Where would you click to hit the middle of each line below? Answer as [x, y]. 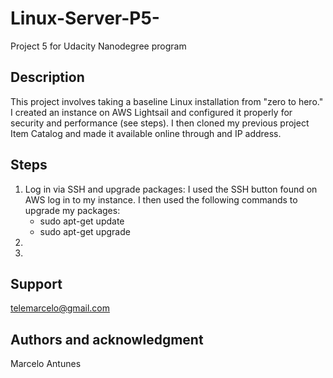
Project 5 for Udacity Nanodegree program [98, 46]
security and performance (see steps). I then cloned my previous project [160, 123]
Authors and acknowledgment [107, 339]
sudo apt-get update [82, 221]
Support [36, 283]
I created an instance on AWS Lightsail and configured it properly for [151, 112]
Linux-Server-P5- [85, 18]
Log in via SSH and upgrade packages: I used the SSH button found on [171, 189]
